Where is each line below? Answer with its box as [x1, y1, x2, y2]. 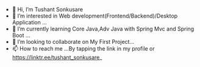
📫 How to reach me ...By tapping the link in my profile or [12, 45, 155, 52]
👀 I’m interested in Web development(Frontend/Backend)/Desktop [12, 12, 178, 19]
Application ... [12, 19, 48, 26]
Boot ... [12, 32, 30, 39]
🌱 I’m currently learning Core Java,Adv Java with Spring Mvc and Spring [12, 25, 195, 32]
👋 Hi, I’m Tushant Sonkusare [12, 6, 84, 13]
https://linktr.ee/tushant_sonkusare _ [12, 54, 102, 61]
